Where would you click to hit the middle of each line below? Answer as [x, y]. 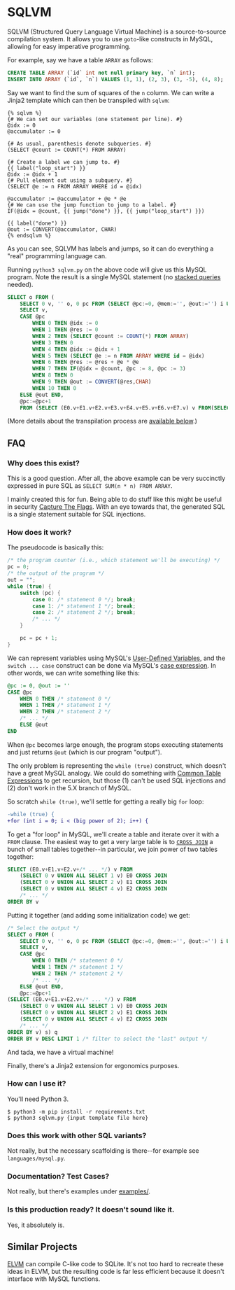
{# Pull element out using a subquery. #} [70, 180]
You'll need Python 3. [38, 1099]
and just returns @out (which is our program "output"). [85, 752]
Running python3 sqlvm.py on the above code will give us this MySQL [107, 269]
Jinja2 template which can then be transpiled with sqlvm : [88, 100]
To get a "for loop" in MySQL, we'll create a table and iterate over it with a [113, 834]
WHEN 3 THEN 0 [53, 343]
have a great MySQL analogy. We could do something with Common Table [114, 773]
